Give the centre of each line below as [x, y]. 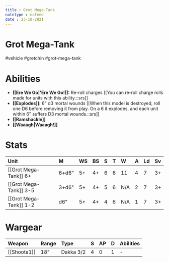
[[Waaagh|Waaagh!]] [35, 125]
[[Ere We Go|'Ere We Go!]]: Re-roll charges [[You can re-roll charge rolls [88, 93]
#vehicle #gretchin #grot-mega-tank [43, 58]
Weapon [18, 244]
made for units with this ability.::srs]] [50, 98]
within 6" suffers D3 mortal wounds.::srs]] [56, 114]
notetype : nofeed [24, 15]
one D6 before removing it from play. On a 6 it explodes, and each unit [85, 109]
